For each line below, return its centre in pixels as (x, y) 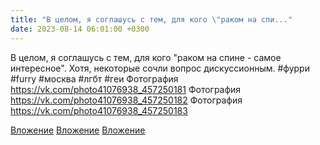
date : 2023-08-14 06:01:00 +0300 (80, 29)
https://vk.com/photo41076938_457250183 (99, 110)
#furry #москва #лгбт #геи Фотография (94, 78)
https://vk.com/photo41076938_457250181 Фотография (126, 89)
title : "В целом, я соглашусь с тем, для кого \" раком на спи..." (151, 19)
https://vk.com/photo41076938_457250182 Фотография (126, 100)
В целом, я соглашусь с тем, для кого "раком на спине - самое (146, 57)
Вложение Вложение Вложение (78, 130)
